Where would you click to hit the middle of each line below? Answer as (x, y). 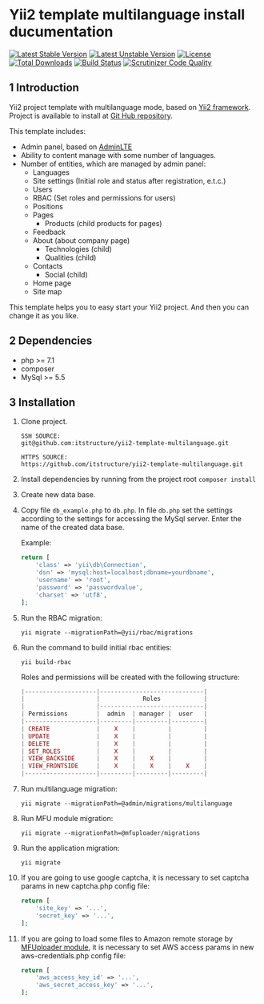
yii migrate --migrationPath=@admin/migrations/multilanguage (126, 804)
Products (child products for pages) (103, 223)
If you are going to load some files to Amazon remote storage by (127, 938)
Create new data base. (58, 495)
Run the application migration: (70, 848)
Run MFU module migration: (67, 818)
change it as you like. (44, 315)
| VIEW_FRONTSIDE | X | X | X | (114, 766)
